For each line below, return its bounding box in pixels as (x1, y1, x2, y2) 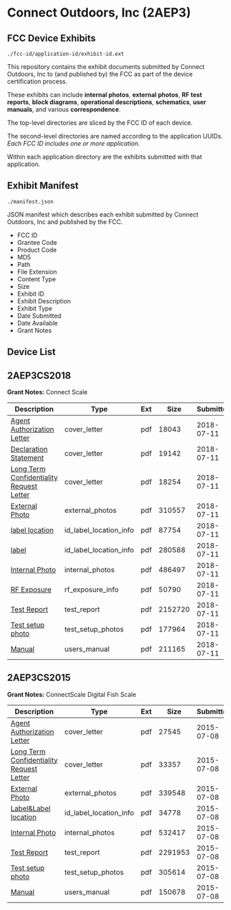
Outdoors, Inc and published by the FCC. (7, 217, 123, 225)
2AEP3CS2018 (7, 370, 71, 381)
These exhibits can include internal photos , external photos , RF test (7, 91, 203, 99)
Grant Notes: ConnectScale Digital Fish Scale (7, 690, 136, 698)
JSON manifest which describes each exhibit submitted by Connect (7, 210, 199, 219)
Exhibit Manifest (7, 180, 79, 192)
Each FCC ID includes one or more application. (7, 139, 140, 148)
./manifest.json (7, 198, 54, 205)
